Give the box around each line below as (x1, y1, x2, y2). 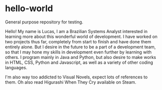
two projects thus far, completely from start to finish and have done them (5, 38, 152, 44)
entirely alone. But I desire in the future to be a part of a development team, (5, 44, 156, 50)
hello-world (5, 3, 54, 14)
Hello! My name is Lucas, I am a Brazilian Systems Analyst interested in (5, 28, 147, 34)
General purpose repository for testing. (5, 19, 84, 25)
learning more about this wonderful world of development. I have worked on (5, 34, 158, 39)
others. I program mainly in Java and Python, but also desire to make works (5, 54, 157, 60)
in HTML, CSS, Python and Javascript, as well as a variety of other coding (5, 59, 153, 65)
